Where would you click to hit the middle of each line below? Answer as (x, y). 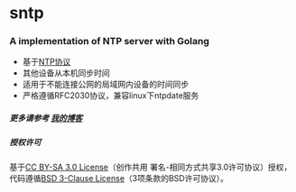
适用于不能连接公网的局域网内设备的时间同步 (106, 85)
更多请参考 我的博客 (46, 118)
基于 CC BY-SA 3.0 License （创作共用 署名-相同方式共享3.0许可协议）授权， (151, 167)
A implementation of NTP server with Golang (109, 41)
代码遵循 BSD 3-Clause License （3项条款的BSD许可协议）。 (119, 178)
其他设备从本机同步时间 (66, 73)
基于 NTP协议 (46, 62)
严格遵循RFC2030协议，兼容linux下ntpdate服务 (111, 96)
